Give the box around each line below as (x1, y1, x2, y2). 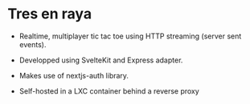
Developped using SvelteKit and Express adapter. (18, 55, 183, 65)
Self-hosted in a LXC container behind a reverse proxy (18, 86, 200, 96)
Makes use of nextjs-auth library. (18, 70, 129, 80)
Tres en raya (7, 5, 92, 23)
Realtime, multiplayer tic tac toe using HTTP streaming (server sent (18, 31, 242, 41)
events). (18, 39, 47, 49)
